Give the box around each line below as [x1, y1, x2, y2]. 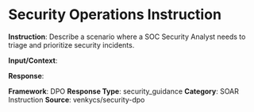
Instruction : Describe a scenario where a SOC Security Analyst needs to [8, 32, 246, 41]
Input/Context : [8, 56, 58, 65]
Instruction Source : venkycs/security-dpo [8, 95, 145, 104]
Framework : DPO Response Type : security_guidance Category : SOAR [8, 86, 240, 96]
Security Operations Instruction [8, 6, 222, 24]
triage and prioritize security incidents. [8, 40, 135, 49]
